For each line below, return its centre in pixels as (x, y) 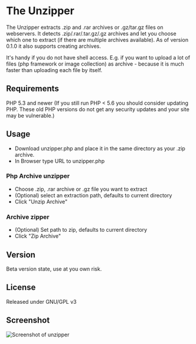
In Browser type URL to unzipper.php (60, 161)
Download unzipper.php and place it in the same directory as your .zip (100, 148)
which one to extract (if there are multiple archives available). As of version (97, 40)
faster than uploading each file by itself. (54, 70)
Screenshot (28, 320)
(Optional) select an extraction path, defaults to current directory (93, 195)
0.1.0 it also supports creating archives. (54, 46)
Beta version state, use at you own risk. (54, 269)
